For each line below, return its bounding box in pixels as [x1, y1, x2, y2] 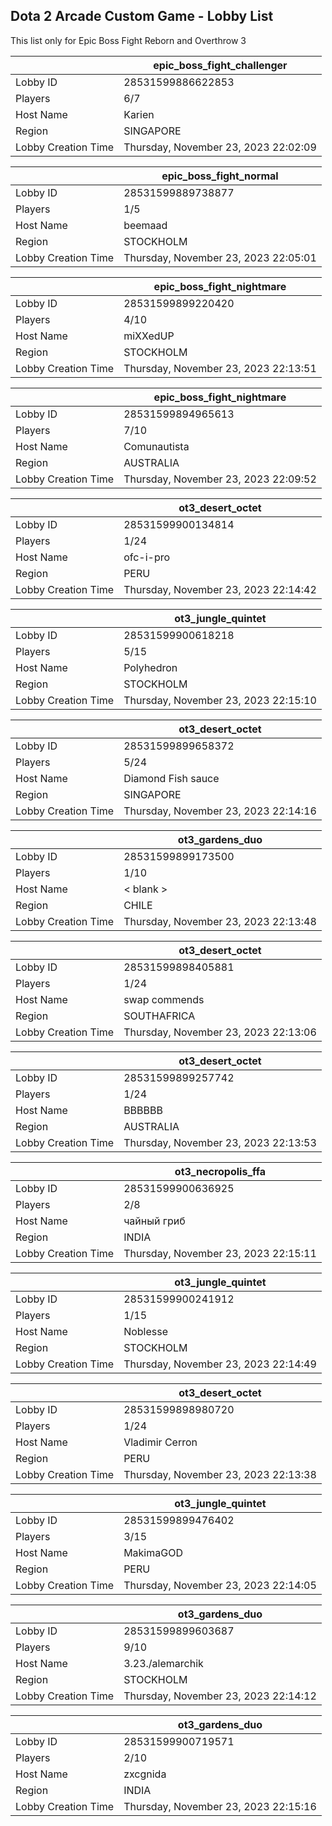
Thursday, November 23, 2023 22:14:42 [123, 582, 317, 596]
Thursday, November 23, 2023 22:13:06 [123, 1025, 317, 1039]
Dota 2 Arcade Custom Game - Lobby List [10, 8, 274, 25]
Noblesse [123, 1324, 168, 1338]
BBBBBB [123, 1103, 163, 1117]
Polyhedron [123, 660, 178, 674]
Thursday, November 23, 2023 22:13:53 [123, 1135, 317, 1149]
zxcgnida [123, 1767, 167, 1781]
